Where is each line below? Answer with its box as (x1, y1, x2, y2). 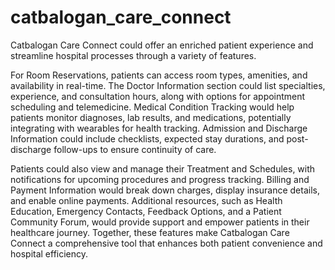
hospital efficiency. (10, 247, 89, 260)
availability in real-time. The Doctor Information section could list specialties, (10, 79, 326, 91)
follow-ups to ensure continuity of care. (53, 143, 217, 155)
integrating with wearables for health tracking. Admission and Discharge (10, 122, 308, 134)
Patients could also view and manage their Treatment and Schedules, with (10, 162, 316, 175)
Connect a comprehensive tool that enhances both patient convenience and (10, 237, 323, 249)
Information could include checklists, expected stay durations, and (10, 132, 285, 145)
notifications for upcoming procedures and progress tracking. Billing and (10, 173, 310, 185)
